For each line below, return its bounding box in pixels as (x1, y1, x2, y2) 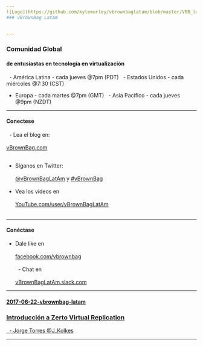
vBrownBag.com (6, 143, 48, 151)
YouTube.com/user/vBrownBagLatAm (14, 200, 109, 207)
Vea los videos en (14, 188, 60, 195)
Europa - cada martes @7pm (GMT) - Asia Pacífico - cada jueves (14, 91, 180, 99)
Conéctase (6, 226, 34, 233)
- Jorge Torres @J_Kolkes (8, 327, 74, 334)
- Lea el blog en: (8, 131, 50, 138)
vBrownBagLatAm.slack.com (14, 279, 87, 286)
